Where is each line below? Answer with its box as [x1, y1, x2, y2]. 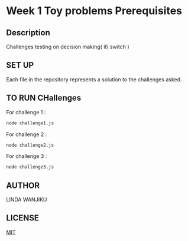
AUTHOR [6, 180, 40, 190]
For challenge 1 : [6, 108, 46, 115]
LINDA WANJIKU [6, 196, 47, 203]
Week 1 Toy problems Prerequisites [6, 4, 182, 18]
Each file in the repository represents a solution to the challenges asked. [6, 75, 182, 83]
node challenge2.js [6, 142, 54, 148]
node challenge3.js [6, 164, 54, 170]
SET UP [6, 60, 34, 70]
